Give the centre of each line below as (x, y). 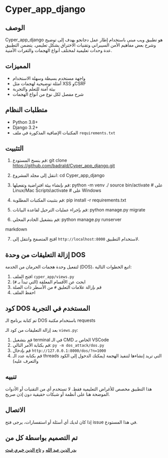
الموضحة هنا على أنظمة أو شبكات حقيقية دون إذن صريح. (58, 394)
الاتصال (15, 410)
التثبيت (15, 149)
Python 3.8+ (25, 122)
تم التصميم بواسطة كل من (41, 438)
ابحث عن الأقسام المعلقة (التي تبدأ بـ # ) (49, 282)
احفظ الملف (24, 293)
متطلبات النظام (26, 110)
